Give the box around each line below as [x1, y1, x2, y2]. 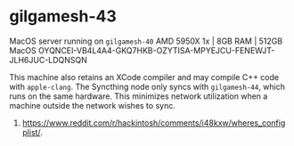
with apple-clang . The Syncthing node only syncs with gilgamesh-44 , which [9, 81, 286, 92]
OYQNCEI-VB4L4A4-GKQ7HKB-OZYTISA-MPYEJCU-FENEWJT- [38, 45, 275, 55]
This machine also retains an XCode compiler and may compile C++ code [9, 71, 279, 82]
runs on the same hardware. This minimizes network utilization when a [9, 91, 268, 101]
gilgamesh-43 [9, 6, 118, 27]
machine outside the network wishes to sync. [9, 100, 176, 110]
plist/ [21, 126, 41, 137]
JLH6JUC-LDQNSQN [9, 54, 87, 65]
